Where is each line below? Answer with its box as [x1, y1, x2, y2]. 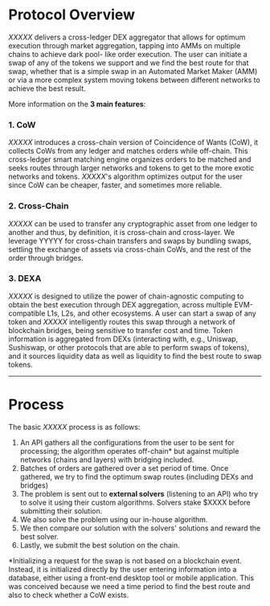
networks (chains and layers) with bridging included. [19, 455, 194, 464]
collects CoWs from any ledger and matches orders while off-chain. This [8, 146, 248, 156]
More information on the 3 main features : [8, 99, 146, 109]
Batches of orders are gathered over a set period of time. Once [19, 463, 229, 472]
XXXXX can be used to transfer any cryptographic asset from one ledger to [8, 219, 258, 229]
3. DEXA [8, 273, 42, 284]
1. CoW [8, 119, 36, 130]
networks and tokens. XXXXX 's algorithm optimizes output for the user [8, 171, 243, 182]
